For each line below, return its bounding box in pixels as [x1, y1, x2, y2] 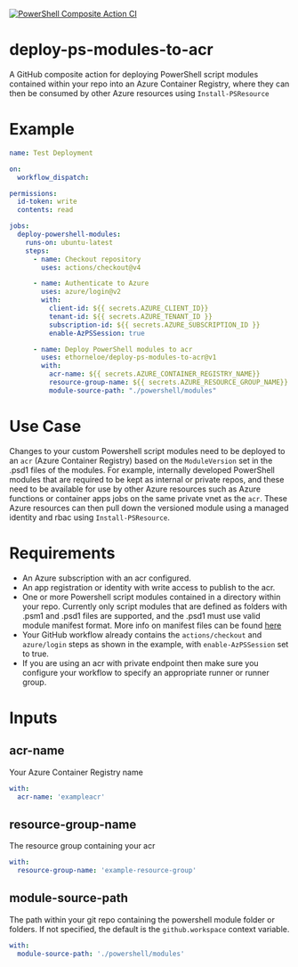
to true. [21, 648, 49, 659]
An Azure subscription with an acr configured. [21, 573, 191, 583]
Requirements [9, 543, 116, 563]
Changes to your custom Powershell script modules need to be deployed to [9, 445, 286, 456]
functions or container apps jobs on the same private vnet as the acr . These [9, 492, 287, 503]
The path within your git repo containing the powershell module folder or [9, 914, 276, 925]
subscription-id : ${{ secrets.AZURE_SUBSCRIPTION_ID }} [48, 321, 261, 329]
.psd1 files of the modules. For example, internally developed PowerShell [9, 464, 276, 475]
